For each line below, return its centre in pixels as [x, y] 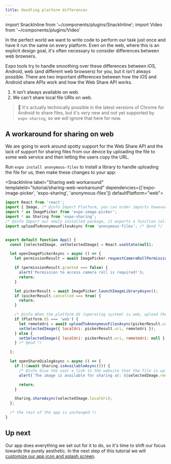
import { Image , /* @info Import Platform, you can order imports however [86, 207]
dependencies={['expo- [131, 188]
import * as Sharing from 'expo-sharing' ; [51, 217]
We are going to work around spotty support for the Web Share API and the [84, 146]
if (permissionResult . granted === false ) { [61, 268]
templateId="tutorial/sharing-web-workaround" [55, 188]
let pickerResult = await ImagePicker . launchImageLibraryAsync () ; [86, 291]
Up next [18, 433]
